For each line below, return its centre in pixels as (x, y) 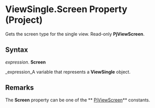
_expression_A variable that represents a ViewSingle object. (68, 72)
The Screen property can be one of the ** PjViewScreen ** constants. (78, 100)
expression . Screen (26, 62)
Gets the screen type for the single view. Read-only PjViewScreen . (75, 34)
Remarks (20, 88)
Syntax (17, 50)
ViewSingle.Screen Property (66, 9)
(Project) (24, 20)
